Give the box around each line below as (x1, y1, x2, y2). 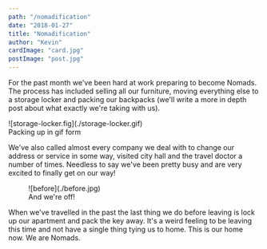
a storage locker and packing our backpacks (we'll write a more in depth (8, 95, 247, 104)
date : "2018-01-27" (8, 21, 74, 30)
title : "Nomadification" (8, 30, 91, 38)
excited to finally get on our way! (8, 168, 116, 177)
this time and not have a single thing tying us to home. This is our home (8, 224, 244, 234)
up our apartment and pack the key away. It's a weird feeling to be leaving (8, 216, 253, 225)
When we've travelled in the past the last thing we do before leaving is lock (8, 207, 256, 217)
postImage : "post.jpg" (8, 55, 84, 63)
